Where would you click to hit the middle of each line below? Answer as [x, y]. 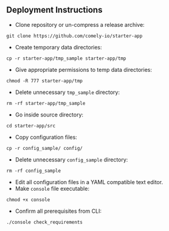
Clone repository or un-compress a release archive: [80, 24]
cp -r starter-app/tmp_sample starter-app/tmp [66, 58]
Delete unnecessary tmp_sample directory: [67, 92]
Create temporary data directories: [58, 47]
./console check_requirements [45, 222]
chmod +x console [28, 200]
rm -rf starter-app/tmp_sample [46, 103]
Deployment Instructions [54, 10]
